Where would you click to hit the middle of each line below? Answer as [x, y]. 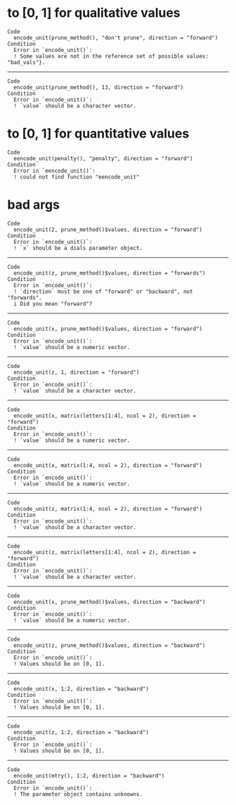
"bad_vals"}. [26, 62]
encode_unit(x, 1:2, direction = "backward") [81, 689]
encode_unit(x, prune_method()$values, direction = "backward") [110, 602]
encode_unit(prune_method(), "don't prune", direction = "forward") [116, 38]
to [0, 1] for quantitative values [98, 134]
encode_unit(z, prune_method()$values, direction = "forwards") [110, 273]
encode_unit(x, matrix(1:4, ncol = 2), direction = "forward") [108, 465]
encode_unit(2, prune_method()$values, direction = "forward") [108, 230]
